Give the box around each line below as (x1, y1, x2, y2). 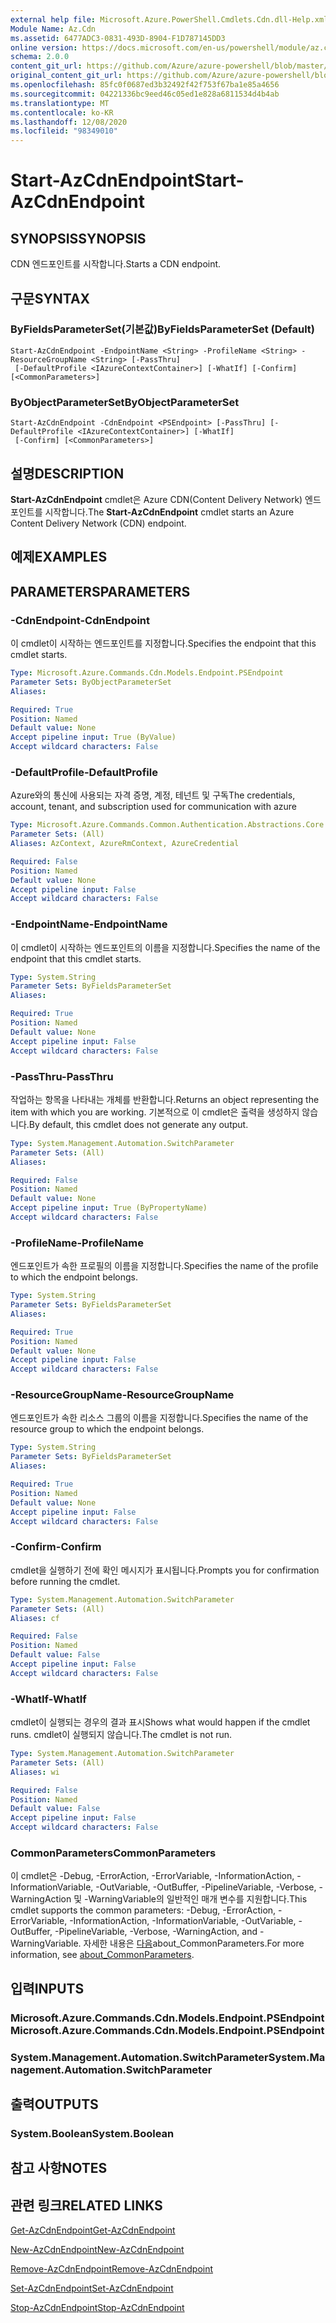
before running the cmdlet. (10, 1575, 121, 1587)
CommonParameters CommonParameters (10, 1846, 217, 1860)
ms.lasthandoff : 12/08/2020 (10, 117, 128, 127)
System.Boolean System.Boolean (10, 2126, 175, 2140)
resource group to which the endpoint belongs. (10, 1423, 205, 1435)
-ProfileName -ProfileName (10, 1236, 144, 1250)
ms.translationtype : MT (10, 98, 110, 108)
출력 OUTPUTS (10, 2096, 99, 2113)
